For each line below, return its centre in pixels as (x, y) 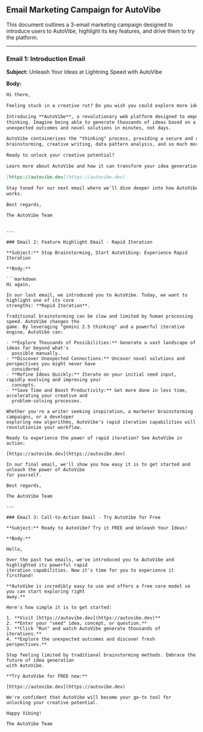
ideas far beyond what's (37, 348)
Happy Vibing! (24, 713)
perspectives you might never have (51, 364)
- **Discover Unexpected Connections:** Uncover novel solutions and (96, 359)
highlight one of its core (40, 301)
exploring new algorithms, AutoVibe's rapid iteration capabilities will (101, 422)
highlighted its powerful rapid (47, 565)
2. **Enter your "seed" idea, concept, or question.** (77, 623)
